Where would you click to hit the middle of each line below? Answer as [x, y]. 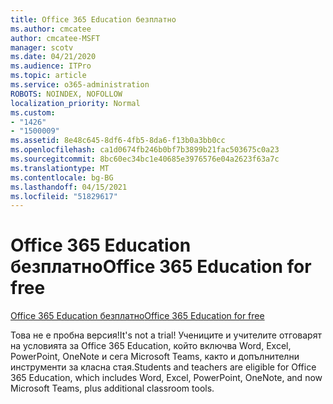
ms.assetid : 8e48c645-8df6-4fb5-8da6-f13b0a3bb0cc [118, 141]
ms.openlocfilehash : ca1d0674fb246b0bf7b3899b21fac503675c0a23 [145, 150]
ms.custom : [33, 112]
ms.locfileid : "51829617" [64, 196]
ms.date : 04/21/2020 [53, 57]
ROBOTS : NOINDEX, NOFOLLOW [66, 94]
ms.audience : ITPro [51, 66]
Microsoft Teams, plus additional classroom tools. [112, 388]
